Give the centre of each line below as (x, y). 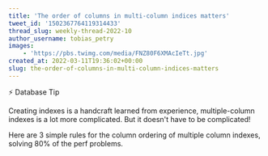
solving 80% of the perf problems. (66, 143)
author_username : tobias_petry (61, 38)
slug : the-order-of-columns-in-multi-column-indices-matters (114, 69)
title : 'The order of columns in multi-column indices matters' (119, 16)
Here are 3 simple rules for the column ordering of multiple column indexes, (134, 135)
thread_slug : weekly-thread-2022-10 (70, 31)
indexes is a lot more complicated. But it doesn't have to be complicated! (130, 119)
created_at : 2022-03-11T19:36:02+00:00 (76, 61)
